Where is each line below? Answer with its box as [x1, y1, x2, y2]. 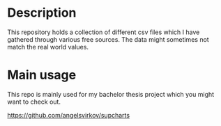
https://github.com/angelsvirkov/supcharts [7, 111, 130, 119]
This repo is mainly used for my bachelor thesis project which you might [7, 90, 215, 98]
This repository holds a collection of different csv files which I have [7, 28, 200, 36]
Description [7, 5, 77, 21]
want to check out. [7, 97, 61, 106]
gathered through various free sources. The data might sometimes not [7, 35, 209, 43]
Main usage [7, 68, 77, 83]
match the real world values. [7, 42, 89, 51]
